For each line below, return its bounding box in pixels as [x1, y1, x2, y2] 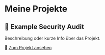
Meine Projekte [4, 3, 68, 14]
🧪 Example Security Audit [4, 23, 84, 31]
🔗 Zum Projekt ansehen [4, 45, 52, 50]
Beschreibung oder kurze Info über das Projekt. [4, 35, 101, 41]
